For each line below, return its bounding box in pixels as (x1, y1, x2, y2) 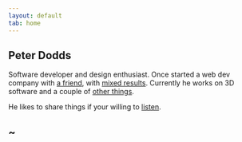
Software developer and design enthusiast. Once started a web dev (8, 69, 230, 80)
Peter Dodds (8, 49, 72, 62)
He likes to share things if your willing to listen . (8, 102, 161, 112)
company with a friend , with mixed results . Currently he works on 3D (8, 78, 235, 88)
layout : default (8, 11, 62, 20)
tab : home (8, 19, 42, 27)
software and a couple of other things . (8, 87, 134, 97)
